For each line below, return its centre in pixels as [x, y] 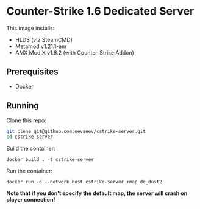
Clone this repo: [27, 120]
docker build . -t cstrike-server [50, 160]
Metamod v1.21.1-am [41, 46]
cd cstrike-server [30, 137]
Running [23, 105]
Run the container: [30, 171]
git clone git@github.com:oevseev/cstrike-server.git [76, 131]
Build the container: [31, 149]
